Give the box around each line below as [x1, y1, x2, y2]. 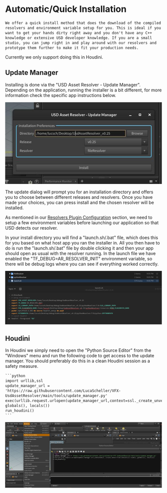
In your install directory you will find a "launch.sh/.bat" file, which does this [5, 235, 158, 241]
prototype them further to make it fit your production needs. [5, 45, 139, 50]
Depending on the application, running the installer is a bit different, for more [5, 87, 162, 93]
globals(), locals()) [5, 404, 50, 409]
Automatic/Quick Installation [5, 3, 127, 15]
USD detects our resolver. [5, 225, 58, 231]
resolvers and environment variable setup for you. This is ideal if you [5, 25, 162, 30]
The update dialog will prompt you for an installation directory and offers [5, 189, 154, 195]
